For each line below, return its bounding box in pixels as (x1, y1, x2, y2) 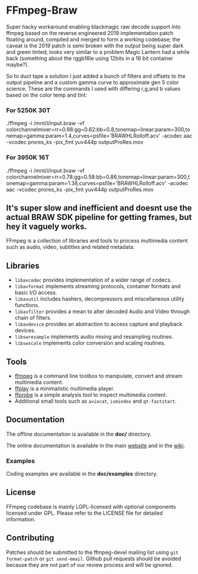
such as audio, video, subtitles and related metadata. (6, 244, 135, 251)
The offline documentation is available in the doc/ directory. (6, 430, 152, 438)
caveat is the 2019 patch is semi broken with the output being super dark (6, 42, 184, 49)
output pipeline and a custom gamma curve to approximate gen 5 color (6, 78, 179, 86)
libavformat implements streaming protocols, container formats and (14, 283, 181, 290)
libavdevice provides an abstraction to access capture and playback (14, 321, 183, 328)
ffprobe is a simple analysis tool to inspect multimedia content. (14, 391, 167, 398)
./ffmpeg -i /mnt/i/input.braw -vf (6, 167, 85, 174)
